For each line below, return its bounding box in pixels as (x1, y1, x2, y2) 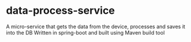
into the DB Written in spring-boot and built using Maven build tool (6, 29, 165, 36)
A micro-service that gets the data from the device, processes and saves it (6, 23, 185, 30)
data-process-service (6, 4, 115, 17)
